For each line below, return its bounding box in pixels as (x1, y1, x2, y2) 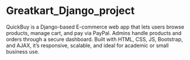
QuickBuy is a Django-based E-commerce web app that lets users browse (6, 23, 185, 30)
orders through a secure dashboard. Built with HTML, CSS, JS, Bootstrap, (6, 36, 183, 43)
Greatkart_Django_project (6, 4, 135, 17)
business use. (6, 48, 40, 55)
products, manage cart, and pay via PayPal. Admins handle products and (6, 29, 182, 36)
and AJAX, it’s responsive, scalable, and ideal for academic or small (6, 42, 169, 49)
